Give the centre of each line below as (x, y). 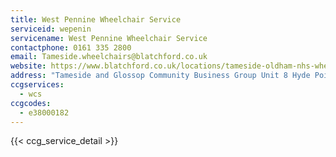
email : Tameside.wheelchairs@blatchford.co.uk (109, 57)
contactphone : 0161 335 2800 (71, 47)
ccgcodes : (31, 103)
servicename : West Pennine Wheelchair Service (109, 38)
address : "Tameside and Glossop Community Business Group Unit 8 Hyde (160, 76)
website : (28, 66)
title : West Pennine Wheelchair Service (96, 19)
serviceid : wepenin (51, 29)
